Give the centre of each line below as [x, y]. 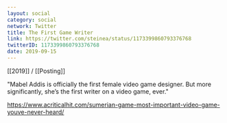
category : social [32, 20]
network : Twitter [32, 26]
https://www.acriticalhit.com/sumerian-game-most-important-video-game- [114, 105]
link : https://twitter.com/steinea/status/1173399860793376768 [99, 39]
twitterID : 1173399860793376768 [53, 45]
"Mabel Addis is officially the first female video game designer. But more [109, 84]
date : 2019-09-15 [32, 52]
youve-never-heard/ [36, 112]
